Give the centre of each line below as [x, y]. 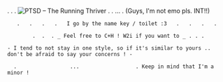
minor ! [19, 73]
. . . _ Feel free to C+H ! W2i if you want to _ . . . [118, 36]
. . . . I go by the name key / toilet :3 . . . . [117, 24]
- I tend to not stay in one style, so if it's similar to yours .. [109, 48]
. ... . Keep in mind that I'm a [114, 67]
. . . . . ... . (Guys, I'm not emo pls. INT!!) [109, 11]
